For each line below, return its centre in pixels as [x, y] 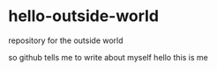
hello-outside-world [84, 16]
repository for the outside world [66, 40]
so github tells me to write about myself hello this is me [108, 57]
